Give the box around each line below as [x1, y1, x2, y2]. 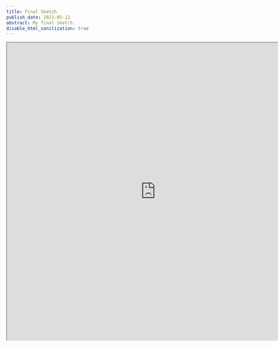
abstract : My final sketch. [6, 20, 76, 26]
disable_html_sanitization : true [6, 25, 89, 32]
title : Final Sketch [6, 8, 58, 15]
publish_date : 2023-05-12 [6, 14, 70, 20]
